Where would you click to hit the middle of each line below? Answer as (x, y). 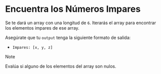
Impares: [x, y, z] (33, 47)
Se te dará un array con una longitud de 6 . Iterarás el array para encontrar (81, 23)
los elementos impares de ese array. (42, 28)
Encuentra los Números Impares (73, 9)
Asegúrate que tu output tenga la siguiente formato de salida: (68, 37)
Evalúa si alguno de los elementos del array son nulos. (61, 66)
